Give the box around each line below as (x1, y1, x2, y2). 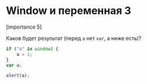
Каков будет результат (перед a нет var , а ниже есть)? (6, 34, 142, 41)
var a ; (6, 62, 22, 68)
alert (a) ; (6, 73, 30, 79)
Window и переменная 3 (6, 4, 131, 17)
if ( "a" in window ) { (6, 45, 59, 52)
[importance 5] (6, 23, 42, 30)
